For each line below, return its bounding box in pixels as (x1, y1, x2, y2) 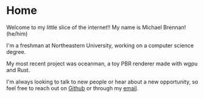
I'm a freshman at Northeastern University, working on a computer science (6, 42, 194, 49)
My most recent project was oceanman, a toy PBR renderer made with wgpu (6, 60, 198, 67)
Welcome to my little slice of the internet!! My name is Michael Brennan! (6, 24, 186, 31)
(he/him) (6, 30, 28, 37)
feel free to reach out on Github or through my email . (6, 84, 139, 91)
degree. (6, 48, 26, 55)
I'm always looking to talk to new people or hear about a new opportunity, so (6, 78, 199, 85)
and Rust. (6, 66, 30, 73)
